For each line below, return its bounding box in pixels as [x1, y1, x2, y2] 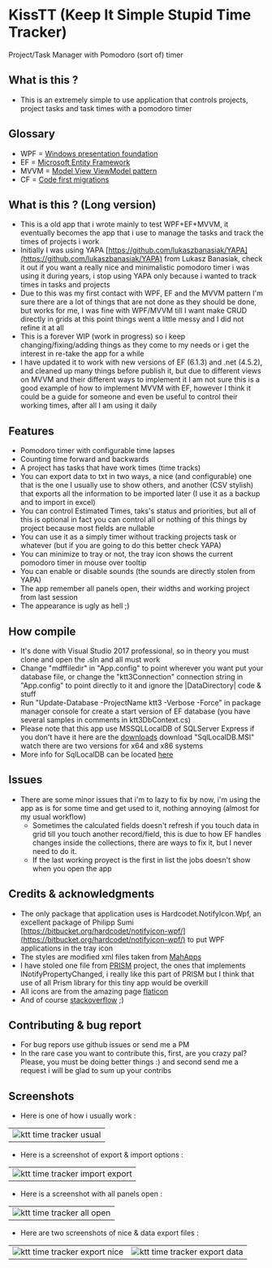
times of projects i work [19, 237, 100, 247]
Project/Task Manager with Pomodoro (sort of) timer [8, 50, 184, 59]
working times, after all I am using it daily [19, 400, 158, 411]
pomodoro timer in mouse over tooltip [19, 558, 147, 567]
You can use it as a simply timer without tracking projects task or [19, 532, 237, 541]
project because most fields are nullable [19, 524, 155, 533]
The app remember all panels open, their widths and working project [19, 584, 250, 593]
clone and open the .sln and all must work [19, 655, 161, 664]
